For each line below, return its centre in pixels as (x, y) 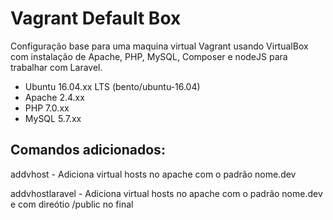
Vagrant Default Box (96, 18)
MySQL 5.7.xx (53, 118)
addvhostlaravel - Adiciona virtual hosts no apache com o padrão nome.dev (166, 193)
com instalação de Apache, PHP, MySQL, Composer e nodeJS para (149, 56)
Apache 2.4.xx (54, 97)
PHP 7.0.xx (47, 108)
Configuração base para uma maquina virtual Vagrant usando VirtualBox (159, 46)
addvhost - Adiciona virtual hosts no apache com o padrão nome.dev (153, 174)
